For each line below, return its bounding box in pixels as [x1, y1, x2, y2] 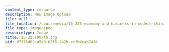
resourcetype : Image [5, 30, 49, 35]
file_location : [5, 21, 37, 26]
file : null [5, 16, 28, 21]
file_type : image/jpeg [5, 26, 53, 31]
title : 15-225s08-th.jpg [5, 35, 57, 40]
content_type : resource [5, 7, 55, 12]
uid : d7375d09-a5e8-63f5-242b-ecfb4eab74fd [5, 40, 98, 45]
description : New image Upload [5, 12, 71, 17]
